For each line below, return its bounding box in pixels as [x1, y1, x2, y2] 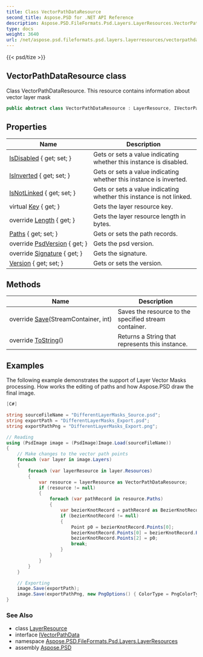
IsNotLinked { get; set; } [9, 189, 76, 197]
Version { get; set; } [9, 259, 63, 267]
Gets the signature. [93, 249, 147, 257]
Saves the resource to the [117, 308, 191, 316]
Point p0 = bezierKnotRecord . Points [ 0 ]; [71, 524, 174, 530]
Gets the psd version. [93, 239, 154, 248]
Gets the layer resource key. [93, 202, 173, 210]
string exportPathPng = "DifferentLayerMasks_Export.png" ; [6, 423, 158, 429]
